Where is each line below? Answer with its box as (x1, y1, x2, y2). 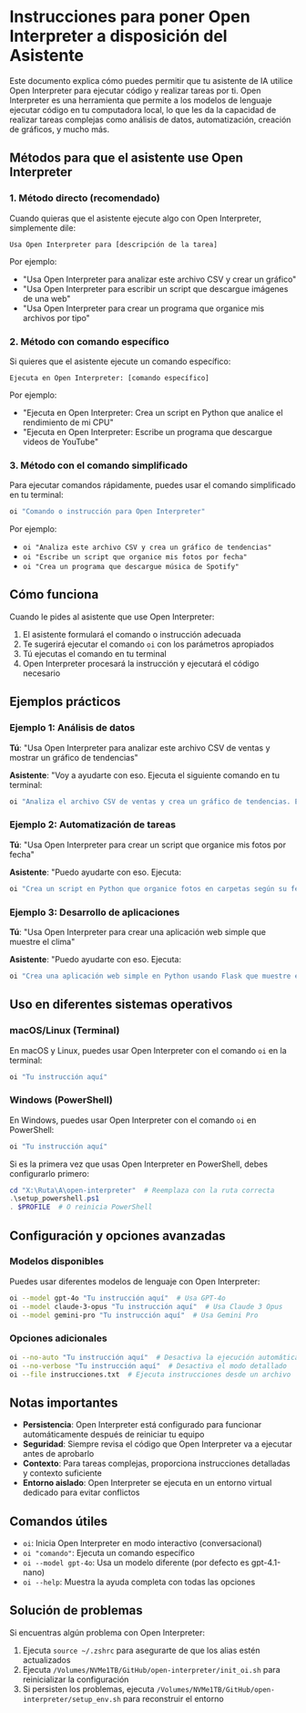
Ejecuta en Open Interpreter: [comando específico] (9, 373, 209, 382)
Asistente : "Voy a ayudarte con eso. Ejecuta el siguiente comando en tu (9, 769, 280, 781)
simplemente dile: (9, 222, 76, 234)
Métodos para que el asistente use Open (9, 151, 244, 166)
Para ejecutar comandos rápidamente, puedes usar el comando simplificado (9, 480, 296, 491)
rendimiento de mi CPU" (22, 417, 114, 428)
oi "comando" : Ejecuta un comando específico (22, 1548, 196, 1559)
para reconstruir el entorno (122, 1693, 225, 1704)
